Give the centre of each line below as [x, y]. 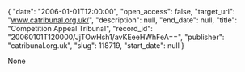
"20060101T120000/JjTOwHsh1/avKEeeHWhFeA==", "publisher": [116, 37]
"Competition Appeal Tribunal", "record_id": [80, 28]
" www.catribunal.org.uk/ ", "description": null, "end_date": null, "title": [122, 20]
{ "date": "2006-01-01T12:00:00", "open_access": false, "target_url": [121, 12]
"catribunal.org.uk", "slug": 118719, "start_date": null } [96, 46]
